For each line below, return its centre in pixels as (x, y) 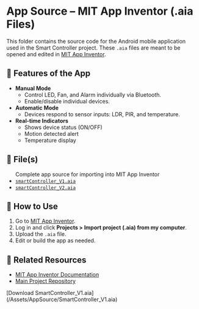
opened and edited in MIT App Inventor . (56, 54)
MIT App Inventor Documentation (57, 275)
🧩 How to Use (32, 206)
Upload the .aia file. (41, 234)
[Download (20, 293)
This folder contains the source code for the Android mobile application (96, 41)
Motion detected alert (52, 133)
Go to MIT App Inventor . (45, 221)
